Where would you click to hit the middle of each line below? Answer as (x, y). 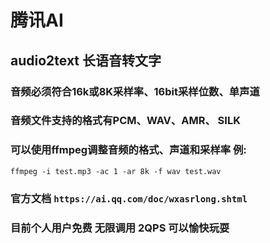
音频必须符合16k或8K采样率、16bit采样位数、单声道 (135, 91)
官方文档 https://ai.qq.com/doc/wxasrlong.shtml (129, 198)
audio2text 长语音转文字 (86, 60)
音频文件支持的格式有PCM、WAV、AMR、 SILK (125, 121)
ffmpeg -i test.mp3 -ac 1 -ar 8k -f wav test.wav (116, 171)
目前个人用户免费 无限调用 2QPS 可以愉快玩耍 (120, 228)
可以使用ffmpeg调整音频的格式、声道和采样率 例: (128, 150)
